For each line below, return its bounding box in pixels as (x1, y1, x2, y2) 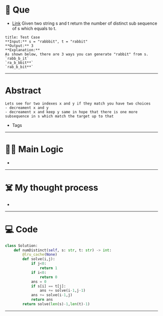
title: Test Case (5, 35, 40, 40)
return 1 (39, 266, 57, 271)
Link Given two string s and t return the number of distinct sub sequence (12, 20, 158, 26)
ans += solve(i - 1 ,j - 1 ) (39, 288, 86, 293)
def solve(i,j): (22, 256, 55, 262)
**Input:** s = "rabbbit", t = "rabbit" (5, 39, 88, 44)
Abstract (5, 85, 41, 96)
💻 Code (5, 224, 38, 235)
